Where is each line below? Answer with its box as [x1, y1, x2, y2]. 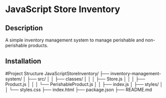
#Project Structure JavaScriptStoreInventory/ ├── [5, 70, 109, 76]
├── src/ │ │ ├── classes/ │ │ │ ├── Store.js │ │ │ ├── [27, 76, 145, 82]
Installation [5, 57, 41, 66]
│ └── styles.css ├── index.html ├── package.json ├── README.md [5, 86, 152, 92]
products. [28, 42, 48, 48]
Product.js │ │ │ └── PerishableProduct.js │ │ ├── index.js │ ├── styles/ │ [5, 81, 163, 87]
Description [5, 24, 43, 32]
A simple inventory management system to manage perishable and [5, 37, 144, 43]
